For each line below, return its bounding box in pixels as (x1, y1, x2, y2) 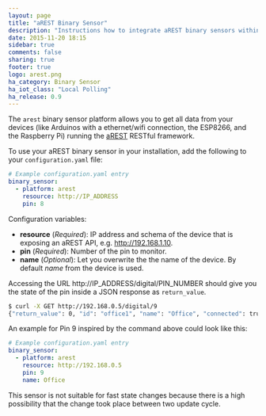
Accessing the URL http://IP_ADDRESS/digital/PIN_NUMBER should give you (8, 278, 257, 288)
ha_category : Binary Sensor (8, 78, 101, 86)
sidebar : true (8, 41, 55, 49)
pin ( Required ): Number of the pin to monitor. (19, 246, 168, 256)
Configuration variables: (8, 214, 87, 223)
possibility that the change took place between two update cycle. (8, 399, 221, 408)
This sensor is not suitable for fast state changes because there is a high (8, 390, 245, 400)
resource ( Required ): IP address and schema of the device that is (19, 229, 234, 239)
